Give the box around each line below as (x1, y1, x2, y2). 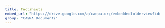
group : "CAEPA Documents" (5, 16, 58, 20)
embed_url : (5, 11, 27, 16)
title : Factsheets (5, 7, 43, 12)
